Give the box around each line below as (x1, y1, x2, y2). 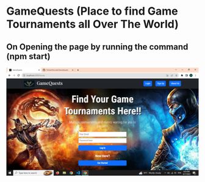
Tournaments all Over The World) (6, 17, 179, 31)
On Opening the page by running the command (6, 42, 189, 52)
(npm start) (6, 51, 51, 62)
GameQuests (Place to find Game (6, 4, 178, 18)
